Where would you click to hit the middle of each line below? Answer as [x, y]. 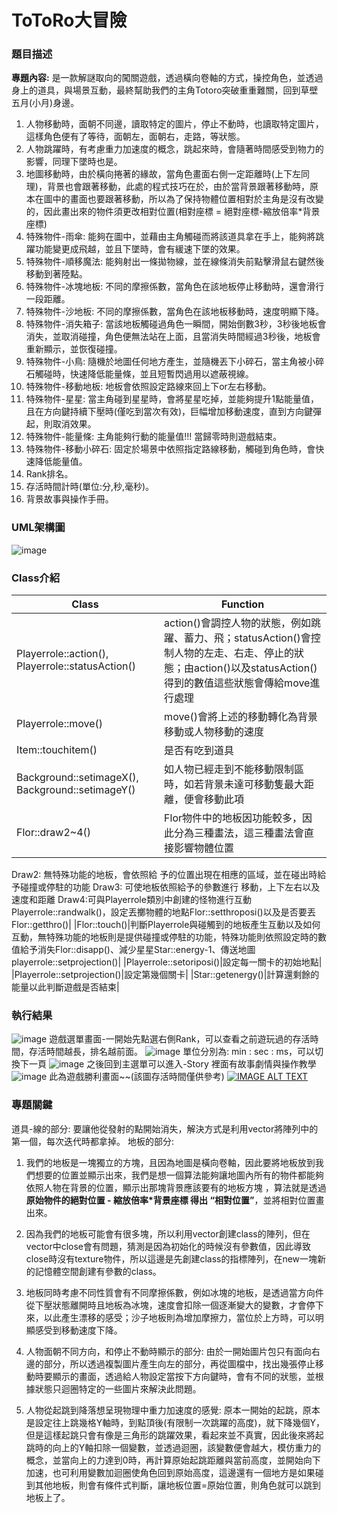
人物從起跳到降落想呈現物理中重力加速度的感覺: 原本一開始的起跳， [164, 1410]
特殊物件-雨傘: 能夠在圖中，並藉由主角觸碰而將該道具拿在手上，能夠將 [170, 237]
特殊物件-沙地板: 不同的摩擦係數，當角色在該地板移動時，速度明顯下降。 [175, 312]
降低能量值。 [61, 462]
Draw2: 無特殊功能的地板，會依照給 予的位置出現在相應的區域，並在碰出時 [164, 875]
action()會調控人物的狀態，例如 [237, 623]
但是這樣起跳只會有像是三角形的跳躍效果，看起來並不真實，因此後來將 [170, 1435]
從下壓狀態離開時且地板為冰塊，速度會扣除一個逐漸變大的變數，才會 [166, 1305]
